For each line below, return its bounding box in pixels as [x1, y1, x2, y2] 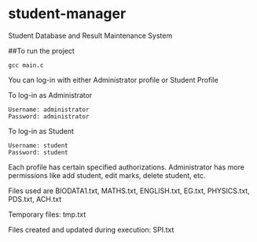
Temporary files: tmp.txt [8, 210, 86, 219]
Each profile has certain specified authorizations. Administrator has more [8, 162, 245, 172]
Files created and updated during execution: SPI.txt [8, 225, 174, 234]
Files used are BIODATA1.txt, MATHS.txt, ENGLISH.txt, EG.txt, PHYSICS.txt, [8, 186, 250, 195]
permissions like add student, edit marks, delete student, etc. [8, 170, 206, 180]
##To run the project [8, 46, 75, 55]
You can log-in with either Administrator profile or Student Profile [8, 75, 218, 84]
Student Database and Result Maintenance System [8, 31, 173, 40]
